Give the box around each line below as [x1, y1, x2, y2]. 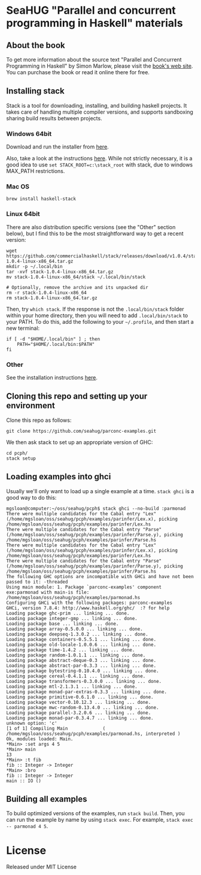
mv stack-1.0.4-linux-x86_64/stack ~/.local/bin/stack [6, 274, 146, 280]
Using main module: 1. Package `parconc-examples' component [6, 584, 162, 590]
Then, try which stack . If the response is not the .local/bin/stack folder [6, 305, 184, 312]
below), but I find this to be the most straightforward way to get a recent [6, 230, 184, 237]
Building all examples [6, 794, 87, 804]
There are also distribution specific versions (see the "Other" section [6, 223, 176, 230]
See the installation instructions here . [6, 374, 98, 381]
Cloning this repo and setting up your [6, 391, 148, 402]
